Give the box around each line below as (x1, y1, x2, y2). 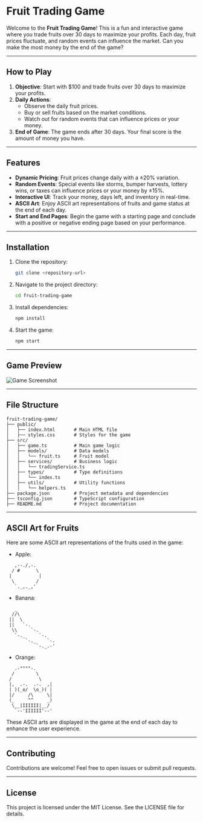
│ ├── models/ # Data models (6, 447, 110, 454)
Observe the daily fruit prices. (24, 102, 98, 110)
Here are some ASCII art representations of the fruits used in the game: (6, 539, 184, 546)
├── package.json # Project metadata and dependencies (6, 490, 169, 496)
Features (6, 158, 40, 168)
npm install (14, 315, 45, 322)
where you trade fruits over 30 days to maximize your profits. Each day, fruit (6, 30, 196, 38)
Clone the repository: (14, 258, 68, 266)
